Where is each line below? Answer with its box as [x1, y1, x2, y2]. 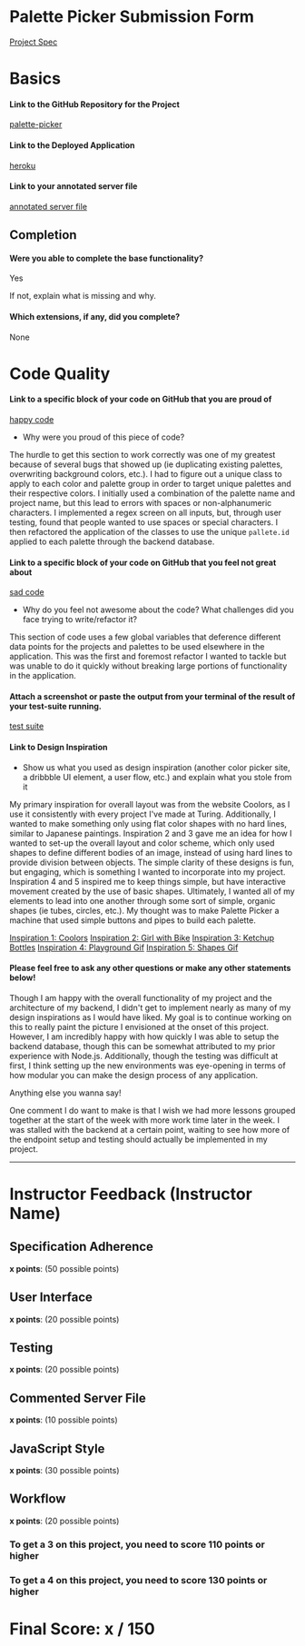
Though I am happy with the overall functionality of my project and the [9, 992, 272, 1003]
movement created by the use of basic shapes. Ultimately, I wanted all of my [9, 886, 295, 897]
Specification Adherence [9, 1239, 154, 1254]
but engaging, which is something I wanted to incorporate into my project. [9, 866, 286, 878]
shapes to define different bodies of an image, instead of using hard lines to [9, 847, 293, 858]
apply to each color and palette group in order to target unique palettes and [9, 478, 292, 489]
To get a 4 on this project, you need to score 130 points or [9, 1573, 268, 1586]
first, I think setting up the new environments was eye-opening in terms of [9, 1060, 286, 1071]
